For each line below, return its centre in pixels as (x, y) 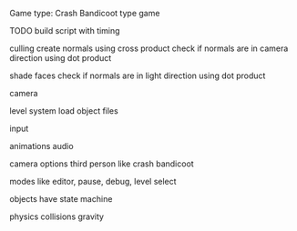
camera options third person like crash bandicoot (102, 164)
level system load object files (64, 111)
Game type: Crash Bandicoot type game (85, 13)
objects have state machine (61, 199)
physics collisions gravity (57, 216)
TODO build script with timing (65, 30)
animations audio (42, 146)
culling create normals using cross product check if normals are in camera (149, 48)
